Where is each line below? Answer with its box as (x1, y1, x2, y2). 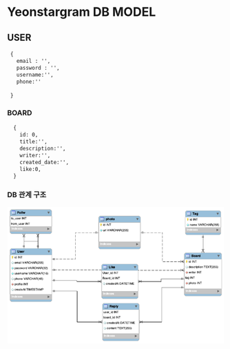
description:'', (19, 146, 67, 152)
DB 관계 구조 (7, 190, 47, 200)
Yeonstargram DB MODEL (7, 4, 156, 20)
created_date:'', (19, 159, 70, 166)
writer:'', (19, 152, 51, 159)
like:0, (19, 166, 41, 173)
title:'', (19, 139, 48, 146)
